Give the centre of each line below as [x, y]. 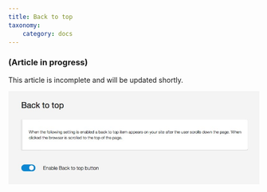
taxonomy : [25, 25]
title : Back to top [41, 17]
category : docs [48, 33]
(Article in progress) [48, 62]
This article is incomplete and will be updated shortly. [96, 80]
